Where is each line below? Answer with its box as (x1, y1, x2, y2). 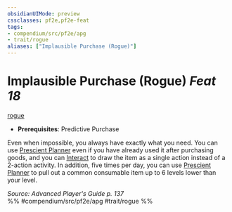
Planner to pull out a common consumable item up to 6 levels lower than (7, 168, 217, 176)
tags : (7, 23, 23, 30)
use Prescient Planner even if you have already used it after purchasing (7, 145, 214, 154)
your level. (7, 175, 37, 184)
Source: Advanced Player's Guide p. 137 (7, 189, 124, 197)
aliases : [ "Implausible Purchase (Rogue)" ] (7, 43, 137, 50)
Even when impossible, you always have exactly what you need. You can (7, 138, 218, 147)
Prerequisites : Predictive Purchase (17, 124, 120, 133)
